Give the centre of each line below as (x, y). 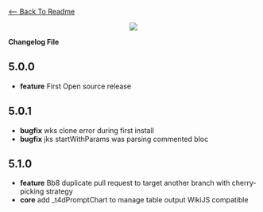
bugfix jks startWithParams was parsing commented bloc (114, 139)
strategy (59, 191)
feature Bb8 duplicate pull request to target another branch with (125, 183)
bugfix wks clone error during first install (87, 130)
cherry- (244, 183)
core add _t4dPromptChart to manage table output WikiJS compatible (134, 200)
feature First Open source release (75, 86)
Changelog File (34, 42)
